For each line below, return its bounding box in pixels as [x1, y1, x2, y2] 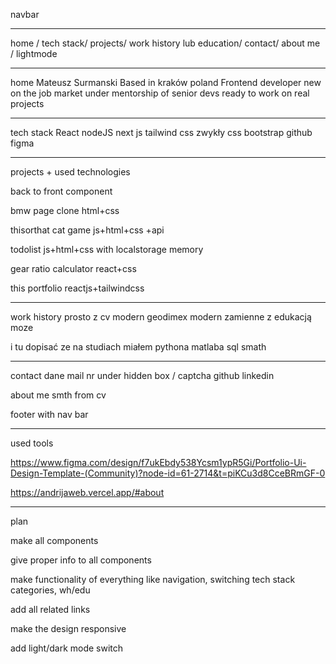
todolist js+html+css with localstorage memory [10, 244, 204, 255]
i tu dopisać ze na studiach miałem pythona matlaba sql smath [10, 341, 267, 353]
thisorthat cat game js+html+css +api [10, 224, 165, 236]
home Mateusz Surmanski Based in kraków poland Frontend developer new [10, 77, 322, 88]
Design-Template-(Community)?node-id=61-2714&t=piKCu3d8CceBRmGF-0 [10, 467, 326, 479]
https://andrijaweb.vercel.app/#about [10, 487, 165, 498]
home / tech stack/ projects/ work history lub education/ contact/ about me [10, 37, 321, 49]
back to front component [10, 185, 113, 197]
